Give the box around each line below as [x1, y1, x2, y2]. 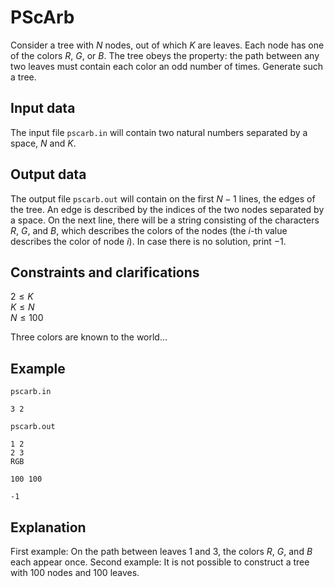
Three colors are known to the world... [10, 331, 168, 343]
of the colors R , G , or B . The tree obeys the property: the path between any [10, 49, 320, 61]
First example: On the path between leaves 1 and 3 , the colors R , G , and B [10, 546, 313, 557]
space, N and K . [10, 137, 77, 149]
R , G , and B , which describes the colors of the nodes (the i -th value [10, 224, 288, 236]
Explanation [10, 519, 87, 536]
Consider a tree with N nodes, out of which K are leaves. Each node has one [10, 39, 325, 51]
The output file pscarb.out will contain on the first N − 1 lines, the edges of [10, 192, 316, 205]
